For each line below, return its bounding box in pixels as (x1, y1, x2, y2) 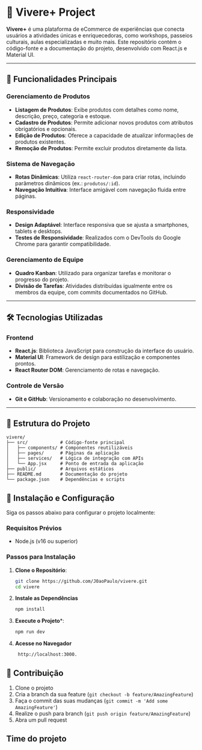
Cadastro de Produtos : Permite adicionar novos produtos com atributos (14, 119, 194, 126)
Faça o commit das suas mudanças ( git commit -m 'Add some (14, 697, 168, 704)
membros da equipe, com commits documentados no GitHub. (14, 288, 168, 296)
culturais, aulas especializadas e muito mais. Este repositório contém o (6, 38, 182, 45)
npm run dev (14, 629, 45, 635)
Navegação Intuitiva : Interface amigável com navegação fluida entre (14, 186, 186, 193)
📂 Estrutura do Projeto (6, 418, 90, 428)
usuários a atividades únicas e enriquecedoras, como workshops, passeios (6, 31, 193, 39)
